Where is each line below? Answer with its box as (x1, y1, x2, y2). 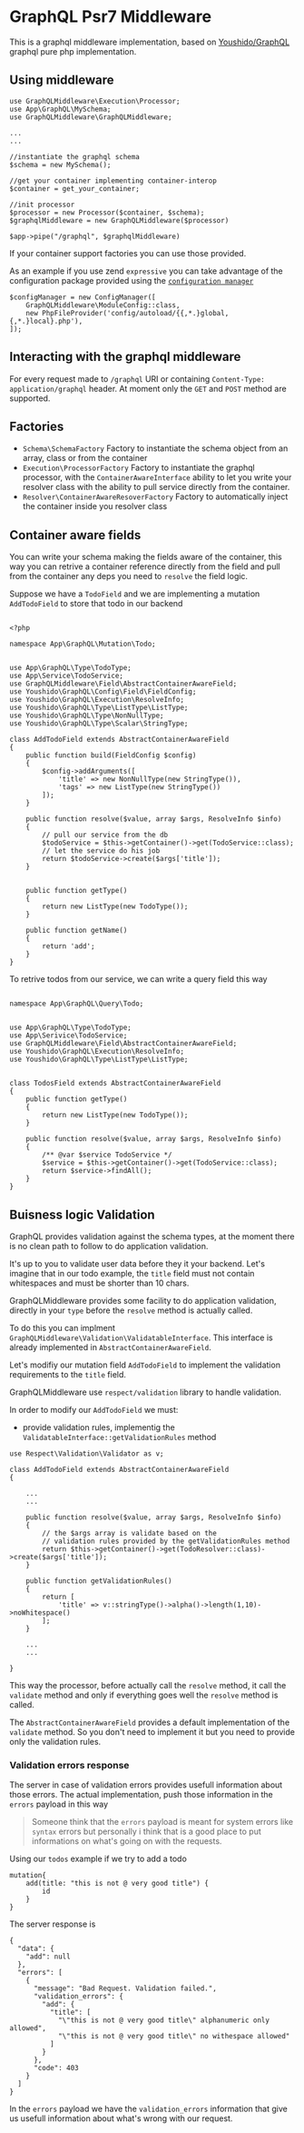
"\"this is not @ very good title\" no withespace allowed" (57, 2032, 290, 2041)
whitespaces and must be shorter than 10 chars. (9, 1277, 190, 1288)
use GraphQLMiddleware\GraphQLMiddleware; (9, 112, 172, 122)
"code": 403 (33, 2064, 79, 2073)
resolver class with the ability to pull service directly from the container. (22, 482, 290, 493)
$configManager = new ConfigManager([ (9, 293, 156, 302)
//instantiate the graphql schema (9, 152, 141, 161)
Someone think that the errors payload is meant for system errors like (31, 1817, 293, 1828)
